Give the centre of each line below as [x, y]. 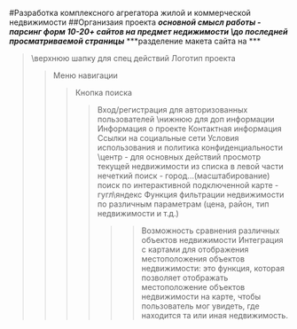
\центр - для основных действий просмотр [179, 157]
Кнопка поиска [104, 93]
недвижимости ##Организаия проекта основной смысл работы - [135, 22]
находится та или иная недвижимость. [215, 315]
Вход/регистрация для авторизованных [172, 110]
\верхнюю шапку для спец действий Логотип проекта [133, 58]
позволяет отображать [185, 278]
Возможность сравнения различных [211, 231]
